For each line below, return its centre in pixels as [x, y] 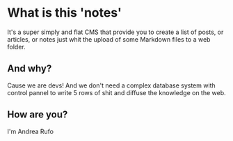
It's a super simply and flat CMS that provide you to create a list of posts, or [115, 32]
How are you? [38, 115]
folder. [16, 47]
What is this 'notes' [64, 13]
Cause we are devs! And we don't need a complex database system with [111, 85]
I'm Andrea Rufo [31, 131]
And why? [30, 68]
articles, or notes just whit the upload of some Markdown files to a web [109, 39]
